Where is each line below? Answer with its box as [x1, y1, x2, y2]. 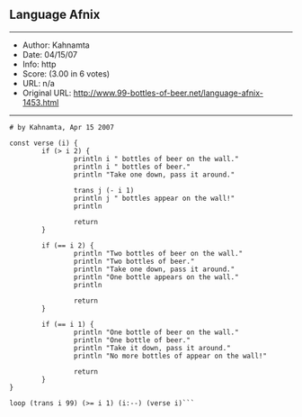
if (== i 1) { [41, 320, 94, 329]
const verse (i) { [9, 139, 78, 148]
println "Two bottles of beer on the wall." [73, 249, 244, 258]
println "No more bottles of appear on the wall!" [73, 351, 268, 360]
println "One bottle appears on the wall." [73, 272, 240, 282]
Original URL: [22, 87, 72, 98]
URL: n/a [22, 77, 56, 88]
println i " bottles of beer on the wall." [73, 154, 240, 163]
